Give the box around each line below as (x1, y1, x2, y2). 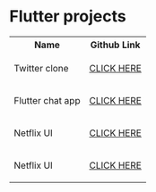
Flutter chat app (13, 94, 81, 106)
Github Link (90, 38, 141, 51)
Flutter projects (9, 6, 127, 27)
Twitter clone (13, 62, 69, 74)
